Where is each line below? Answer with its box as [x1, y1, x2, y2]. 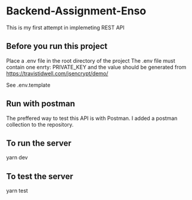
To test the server [6, 171, 73, 181]
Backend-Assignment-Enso [6, 4, 147, 18]
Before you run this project [6, 41, 108, 51]
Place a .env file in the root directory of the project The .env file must [6, 57, 176, 64]
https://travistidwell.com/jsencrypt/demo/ [6, 70, 109, 77]
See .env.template [6, 81, 51, 88]
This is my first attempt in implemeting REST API [6, 24, 125, 31]
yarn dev [6, 154, 28, 161]
